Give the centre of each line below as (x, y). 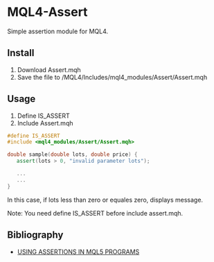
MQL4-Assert (47, 12)
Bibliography (35, 235)
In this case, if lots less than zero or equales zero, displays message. (105, 200)
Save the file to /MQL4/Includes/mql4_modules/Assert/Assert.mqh (112, 77)
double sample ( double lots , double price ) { (72, 155)
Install (21, 53)
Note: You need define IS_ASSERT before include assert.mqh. (95, 213)
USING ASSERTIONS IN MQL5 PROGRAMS (78, 252)
